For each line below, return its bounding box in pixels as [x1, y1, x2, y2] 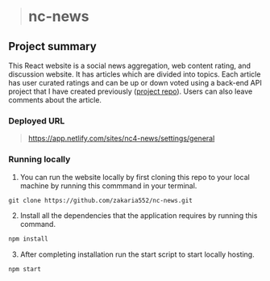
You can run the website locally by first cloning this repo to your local [19, 172, 250, 182]
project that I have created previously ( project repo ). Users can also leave [8, 86, 253, 96]
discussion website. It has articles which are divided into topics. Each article [8, 69, 261, 79]
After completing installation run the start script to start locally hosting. [19, 250, 255, 259]
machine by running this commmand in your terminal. [19, 181, 197, 191]
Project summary [8, 40, 97, 53]
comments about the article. [8, 95, 102, 104]
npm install [8, 235, 48, 243]
